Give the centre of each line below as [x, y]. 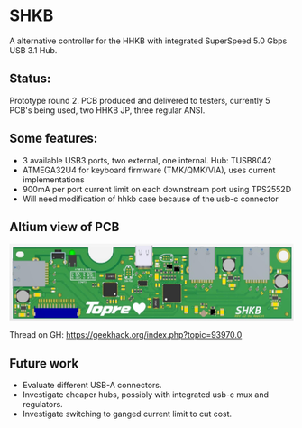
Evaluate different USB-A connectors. [92, 386]
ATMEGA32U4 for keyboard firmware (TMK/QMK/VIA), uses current [149, 170]
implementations [53, 179]
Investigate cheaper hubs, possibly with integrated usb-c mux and [145, 395]
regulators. [42, 405]
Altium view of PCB [64, 227]
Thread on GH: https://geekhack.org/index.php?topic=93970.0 [126, 335]
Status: [30, 79]
